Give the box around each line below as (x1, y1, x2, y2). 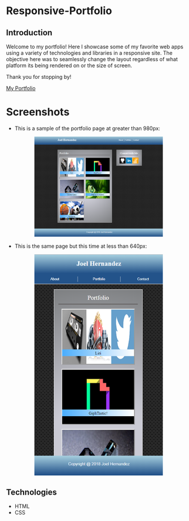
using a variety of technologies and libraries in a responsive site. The (6, 49, 173, 57)
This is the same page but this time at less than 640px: (14, 243, 147, 250)
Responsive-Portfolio (6, 4, 113, 18)
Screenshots (6, 105, 70, 119)
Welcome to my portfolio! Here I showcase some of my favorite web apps (6, 43, 184, 50)
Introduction (6, 28, 53, 38)
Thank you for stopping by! (6, 74, 72, 80)
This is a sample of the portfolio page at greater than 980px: (14, 125, 160, 132)
